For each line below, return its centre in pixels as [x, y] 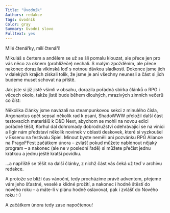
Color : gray [18, 24]
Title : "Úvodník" [24, 10]
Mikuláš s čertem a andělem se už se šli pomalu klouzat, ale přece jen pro [83, 58]
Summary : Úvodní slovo [29, 29]
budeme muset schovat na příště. [40, 80]
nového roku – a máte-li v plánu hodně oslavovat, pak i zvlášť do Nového [82, 190]
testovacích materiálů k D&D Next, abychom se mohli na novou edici [77, 121]
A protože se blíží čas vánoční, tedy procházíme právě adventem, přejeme [83, 179]
